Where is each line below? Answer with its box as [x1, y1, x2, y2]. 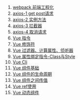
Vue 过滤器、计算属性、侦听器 [12, 47, 74, 53]
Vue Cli [12, 59, 27, 65]
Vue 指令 [12, 35, 31, 41]
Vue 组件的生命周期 [12, 71, 52, 77]
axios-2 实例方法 [12, 17, 46, 22]
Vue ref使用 [12, 83, 37, 89]
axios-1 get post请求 [12, 10, 54, 16]
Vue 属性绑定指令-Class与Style [12, 54, 75, 59]
